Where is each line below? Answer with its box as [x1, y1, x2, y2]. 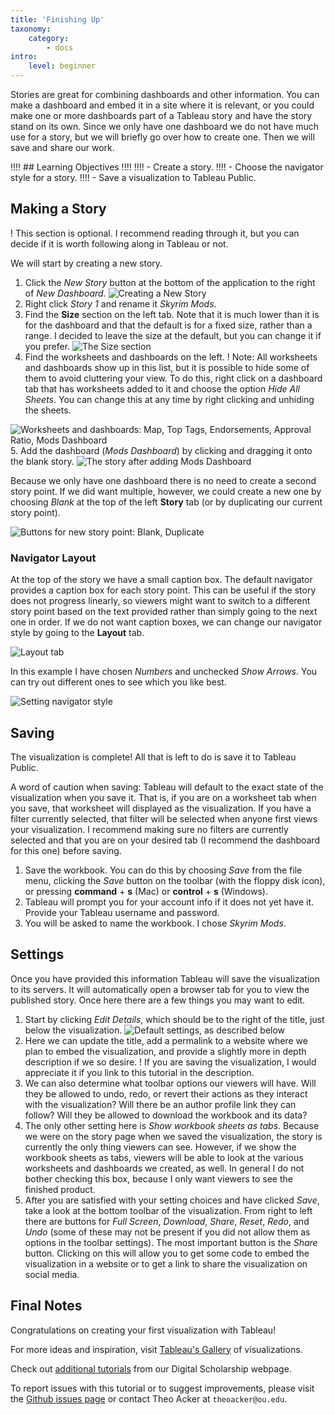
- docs [46, 42, 74, 53]
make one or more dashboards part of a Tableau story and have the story [10, 110, 313, 121]
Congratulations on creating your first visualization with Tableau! [10, 1324, 277, 1336]
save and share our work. [10, 142, 115, 153]
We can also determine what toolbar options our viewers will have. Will [24, 1077, 317, 1089]
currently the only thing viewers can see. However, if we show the [24, 1141, 297, 1153]
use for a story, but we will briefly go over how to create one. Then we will [10, 131, 315, 143]
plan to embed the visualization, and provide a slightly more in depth [24, 1045, 307, 1057]
